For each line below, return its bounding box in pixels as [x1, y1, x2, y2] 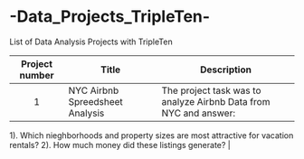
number [19, 69, 54, 81]
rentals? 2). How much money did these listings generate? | [9, 139, 231, 150]
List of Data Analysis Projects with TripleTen [9, 36, 174, 47]
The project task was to [161, 84, 261, 97]
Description [200, 63, 252, 76]
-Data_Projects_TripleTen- [9, 6, 211, 27]
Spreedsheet [68, 95, 124, 108]
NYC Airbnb [68, 84, 119, 97]
